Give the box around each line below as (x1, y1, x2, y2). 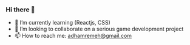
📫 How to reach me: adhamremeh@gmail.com (14, 32, 132, 40)
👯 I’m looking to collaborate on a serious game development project (14, 25, 184, 32)
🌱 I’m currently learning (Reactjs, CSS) (14, 19, 110, 26)
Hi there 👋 (5, 5, 36, 14)
